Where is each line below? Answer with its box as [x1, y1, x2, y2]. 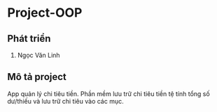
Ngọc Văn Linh [17, 51, 61, 59]
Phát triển [7, 33, 51, 45]
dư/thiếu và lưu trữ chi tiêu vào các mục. [7, 97, 124, 105]
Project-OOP [7, 5, 83, 21]
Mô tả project [7, 71, 66, 83]
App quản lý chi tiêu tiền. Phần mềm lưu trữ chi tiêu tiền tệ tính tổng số [7, 89, 210, 98]
